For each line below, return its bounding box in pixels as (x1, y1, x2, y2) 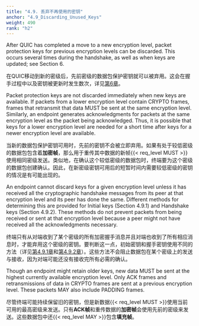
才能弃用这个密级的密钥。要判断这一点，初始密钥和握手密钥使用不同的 (21, 241, 193, 248)
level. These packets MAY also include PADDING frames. (6, 286, 145, 293)
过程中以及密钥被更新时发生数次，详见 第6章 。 (11, 80, 124, 87)
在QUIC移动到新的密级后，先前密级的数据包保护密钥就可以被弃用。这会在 (6, 72, 185, 80)
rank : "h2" (6, 25, 33, 31)
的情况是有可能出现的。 (6, 171, 63, 178)
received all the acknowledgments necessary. (6, 221, 118, 228)
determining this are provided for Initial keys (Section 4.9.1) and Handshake (6, 202, 190, 209)
